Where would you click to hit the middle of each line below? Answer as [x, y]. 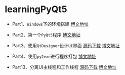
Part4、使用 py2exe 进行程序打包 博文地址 [54, 56]
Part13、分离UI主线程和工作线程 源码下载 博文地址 [64, 67]
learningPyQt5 [36, 9]
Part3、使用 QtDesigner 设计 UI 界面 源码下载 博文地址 [66, 45]
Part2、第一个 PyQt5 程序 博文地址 [46, 34]
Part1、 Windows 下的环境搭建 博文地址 [50, 24]
